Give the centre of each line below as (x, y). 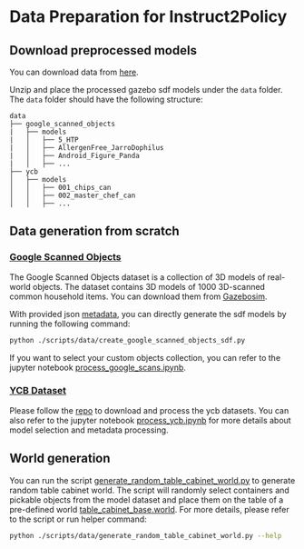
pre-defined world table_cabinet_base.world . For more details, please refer (149, 509)
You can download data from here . (74, 72)
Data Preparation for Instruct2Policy (148, 17)
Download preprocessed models (103, 50)
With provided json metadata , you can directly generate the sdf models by (148, 314)
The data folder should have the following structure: (106, 99)
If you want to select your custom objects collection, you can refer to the (145, 357)
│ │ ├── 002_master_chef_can (73, 195)
